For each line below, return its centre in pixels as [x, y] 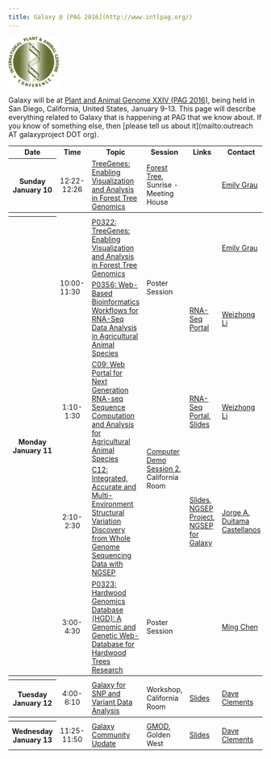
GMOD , [158, 727]
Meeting [160, 194]
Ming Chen [240, 627]
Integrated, [110, 478]
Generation [110, 390]
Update [104, 744]
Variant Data [112, 703]
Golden [158, 735]
